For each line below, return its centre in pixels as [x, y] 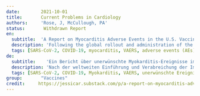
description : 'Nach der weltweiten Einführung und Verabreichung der [99, 67]
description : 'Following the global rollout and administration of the [102, 45]
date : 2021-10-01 [37, 12]
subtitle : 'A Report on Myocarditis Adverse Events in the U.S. [94, 39]
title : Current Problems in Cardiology [63, 17]
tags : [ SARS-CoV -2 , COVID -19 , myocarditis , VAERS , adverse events [96, 51]
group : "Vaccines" [37, 78]
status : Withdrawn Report [46, 28]
